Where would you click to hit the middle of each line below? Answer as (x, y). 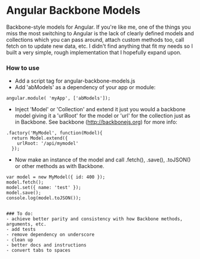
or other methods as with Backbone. (59, 166)
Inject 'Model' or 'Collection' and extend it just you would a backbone (100, 109)
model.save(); (24, 193)
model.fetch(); (25, 182)
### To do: (20, 214)
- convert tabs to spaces (38, 251)
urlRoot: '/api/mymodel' (48, 144)
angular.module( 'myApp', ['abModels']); (59, 98)
